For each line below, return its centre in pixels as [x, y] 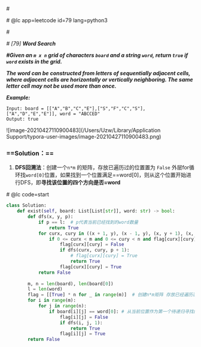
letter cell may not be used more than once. [61, 86]
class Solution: [26, 206]
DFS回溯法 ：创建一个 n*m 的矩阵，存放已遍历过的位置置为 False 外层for [102, 167]
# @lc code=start [28, 195]
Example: [18, 98]
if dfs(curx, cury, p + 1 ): [95, 250]
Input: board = [25, 109]
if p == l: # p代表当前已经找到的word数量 [88, 222]
